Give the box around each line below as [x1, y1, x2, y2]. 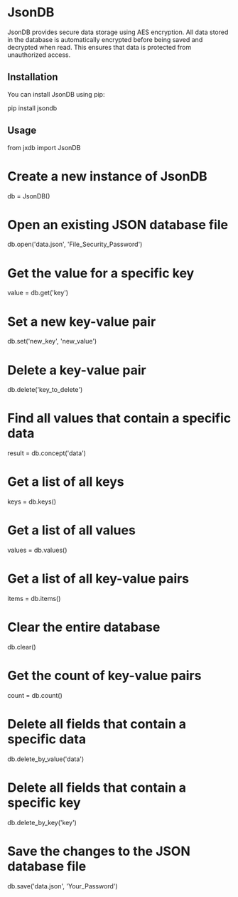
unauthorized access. [7, 51, 71, 59]
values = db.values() [7, 546, 67, 555]
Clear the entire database [7, 620, 161, 635]
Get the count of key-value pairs [7, 668, 202, 684]
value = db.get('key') [7, 289, 69, 297]
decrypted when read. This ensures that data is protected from [7, 43, 192, 51]
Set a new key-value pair [7, 314, 156, 329]
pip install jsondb [7, 104, 58, 112]
